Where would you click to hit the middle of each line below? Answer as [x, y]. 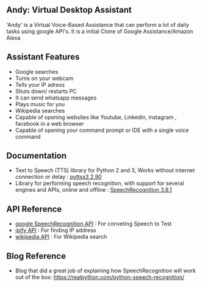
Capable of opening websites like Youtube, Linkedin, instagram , [96, 117]
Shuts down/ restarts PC [46, 91]
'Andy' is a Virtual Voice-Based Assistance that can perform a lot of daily [98, 24]
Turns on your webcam [44, 78]
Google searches [37, 71]
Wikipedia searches [40, 111]
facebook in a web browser [49, 123]
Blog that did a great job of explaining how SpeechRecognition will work [106, 271]
